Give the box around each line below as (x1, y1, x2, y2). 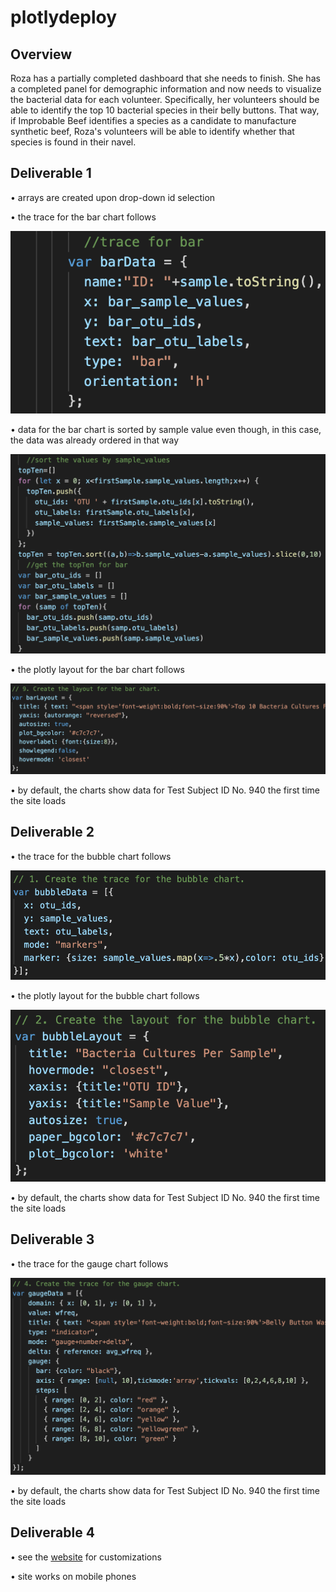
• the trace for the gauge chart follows (10, 1257, 169, 1270)
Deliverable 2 (10, 824, 95, 841)
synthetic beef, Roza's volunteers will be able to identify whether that (10, 126, 295, 137)
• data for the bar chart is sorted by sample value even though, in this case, (10, 423, 322, 435)
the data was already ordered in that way (10, 434, 180, 446)
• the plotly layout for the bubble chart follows (10, 989, 200, 1001)
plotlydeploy (10, 6, 118, 29)
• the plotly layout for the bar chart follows (10, 664, 185, 676)
